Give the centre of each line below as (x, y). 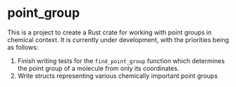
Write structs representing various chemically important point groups (118, 76)
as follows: (23, 47)
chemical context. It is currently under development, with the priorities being (118, 39)
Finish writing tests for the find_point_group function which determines (121, 60)
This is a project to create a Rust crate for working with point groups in (110, 32)
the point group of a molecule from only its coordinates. (98, 68)
